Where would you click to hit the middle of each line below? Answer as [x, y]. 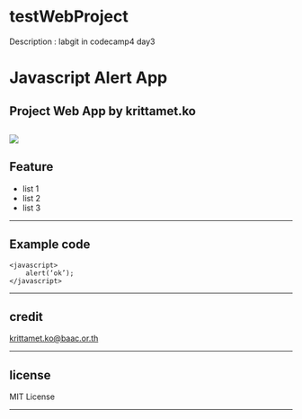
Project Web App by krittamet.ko [102, 111]
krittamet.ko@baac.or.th [54, 338]
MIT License [32, 397]
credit [26, 316]
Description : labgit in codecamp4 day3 [82, 41]
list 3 [31, 208]
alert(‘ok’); [50, 273]
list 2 [31, 198]
